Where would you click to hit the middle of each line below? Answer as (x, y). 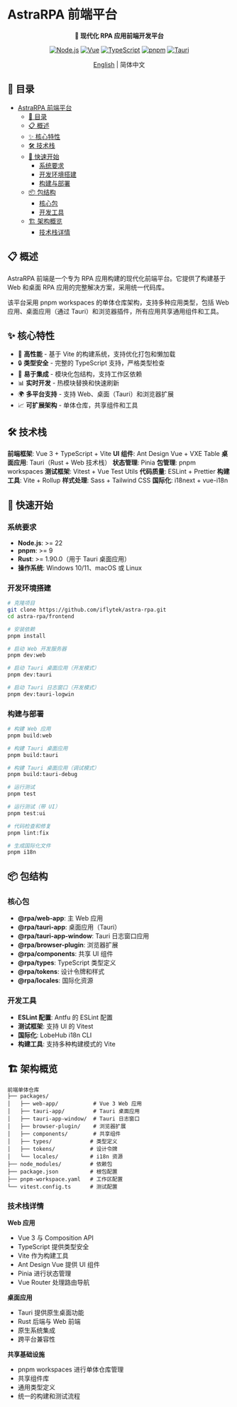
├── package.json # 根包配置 (63, 1172)
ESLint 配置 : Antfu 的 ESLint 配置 (65, 1017)
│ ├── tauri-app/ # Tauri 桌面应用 (74, 1111)
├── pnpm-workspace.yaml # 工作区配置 (65, 1179)
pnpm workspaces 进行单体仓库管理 (71, 1369)
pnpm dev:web (27, 655)
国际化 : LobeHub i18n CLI (55, 1035)
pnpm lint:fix (28, 833)
